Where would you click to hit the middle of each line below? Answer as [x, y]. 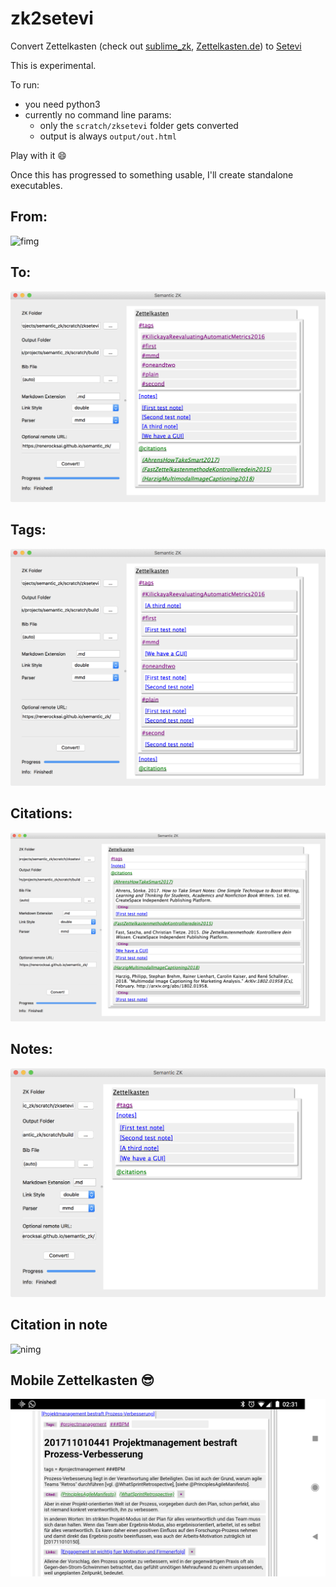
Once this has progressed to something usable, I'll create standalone [152, 174]
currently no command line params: [98, 114]
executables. [36, 185]
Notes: [31, 1049]
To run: [25, 84]
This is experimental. [53, 65]
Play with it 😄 [38, 155]
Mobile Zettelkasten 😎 [82, 1380]
